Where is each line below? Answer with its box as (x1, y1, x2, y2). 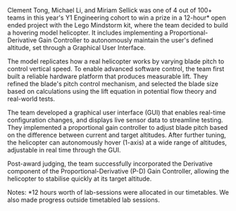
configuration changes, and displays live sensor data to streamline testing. (7, 116, 223, 124)
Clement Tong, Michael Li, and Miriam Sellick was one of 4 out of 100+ (7, 6, 213, 14)
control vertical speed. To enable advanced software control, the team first (7, 65, 225, 73)
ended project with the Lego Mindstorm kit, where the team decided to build (7, 21, 228, 29)
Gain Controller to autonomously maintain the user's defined (38, 36, 213, 44)
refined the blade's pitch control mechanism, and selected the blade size (7, 80, 218, 88)
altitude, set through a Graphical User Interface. (7, 44, 146, 52)
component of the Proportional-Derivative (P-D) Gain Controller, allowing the (7, 167, 230, 175)
